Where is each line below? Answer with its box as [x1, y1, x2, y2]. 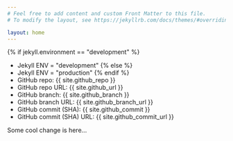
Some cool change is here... [7, 126, 87, 135]
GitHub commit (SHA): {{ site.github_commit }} [17, 105, 150, 114]
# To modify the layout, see [7, 17, 92, 23]
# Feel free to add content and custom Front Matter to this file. [7, 10, 207, 17]
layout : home [7, 29, 45, 36]
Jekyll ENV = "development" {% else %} [17, 62, 133, 70]
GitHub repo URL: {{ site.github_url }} [17, 84, 123, 92]
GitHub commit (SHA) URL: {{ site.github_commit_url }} [17, 113, 175, 121]
